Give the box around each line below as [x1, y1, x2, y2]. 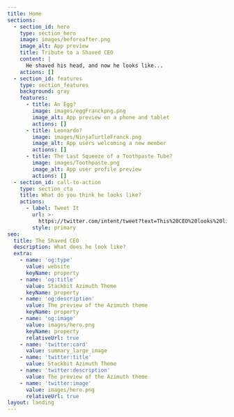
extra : [13, 250, 33, 257]
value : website [25, 263, 70, 270]
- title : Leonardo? [25, 127, 82, 134]
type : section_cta [19, 185, 73, 192]
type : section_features [19, 82, 89, 89]
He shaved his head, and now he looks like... [25, 62, 164, 69]
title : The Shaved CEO [13, 237, 79, 244]
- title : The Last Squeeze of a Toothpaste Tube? [25, 153, 173, 160]
